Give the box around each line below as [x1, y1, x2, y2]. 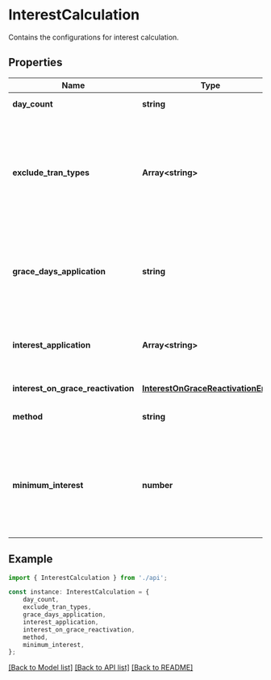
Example [8, 553, 53, 566]
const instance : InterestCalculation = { [8, 588, 150, 596]
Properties [8, 56, 63, 69]
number [142, 479, 173, 490]
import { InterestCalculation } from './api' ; [8, 574, 168, 582]
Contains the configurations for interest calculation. [8, 32, 179, 42]
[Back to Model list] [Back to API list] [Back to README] [8, 663, 194, 673]
